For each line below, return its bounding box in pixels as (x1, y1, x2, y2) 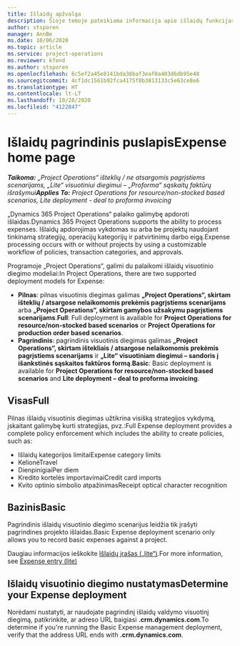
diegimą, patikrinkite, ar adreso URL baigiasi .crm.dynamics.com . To (7, 615, 209, 624)
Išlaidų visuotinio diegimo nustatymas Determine (7, 577, 229, 590)
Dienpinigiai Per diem (17, 465, 79, 474)
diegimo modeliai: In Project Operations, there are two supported (7, 269, 196, 277)
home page (7, 149, 76, 166)
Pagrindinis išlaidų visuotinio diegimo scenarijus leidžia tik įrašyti (7, 520, 198, 529)
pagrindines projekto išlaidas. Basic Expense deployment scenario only (7, 528, 216, 537)
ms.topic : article (7, 44, 62, 51)
